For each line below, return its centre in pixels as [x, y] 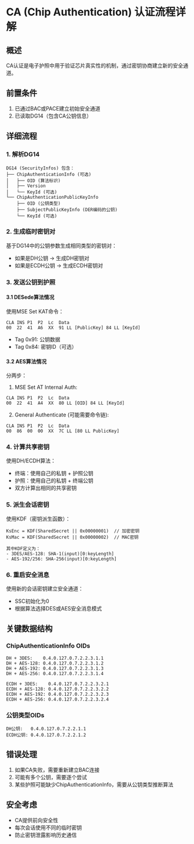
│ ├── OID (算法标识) [33, 181]
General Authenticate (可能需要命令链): [62, 415]
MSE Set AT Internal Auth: [46, 387]
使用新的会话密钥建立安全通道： [45, 589]
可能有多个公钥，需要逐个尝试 [51, 777]
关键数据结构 [29, 629]
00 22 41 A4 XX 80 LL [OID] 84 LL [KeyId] [66, 403]
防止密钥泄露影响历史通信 [46, 835]
